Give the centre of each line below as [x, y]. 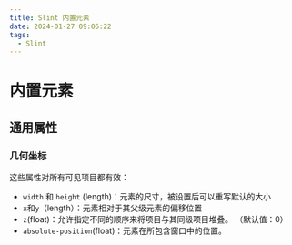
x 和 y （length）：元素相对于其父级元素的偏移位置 [112, 208]
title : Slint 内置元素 [50, 18]
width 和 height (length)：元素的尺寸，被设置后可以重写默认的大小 [146, 197]
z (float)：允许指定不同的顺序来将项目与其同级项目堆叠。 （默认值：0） [155, 219]
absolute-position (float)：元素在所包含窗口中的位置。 [125, 231]
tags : [20, 35]
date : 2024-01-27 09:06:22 [60, 26]
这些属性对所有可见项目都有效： [69, 178]
